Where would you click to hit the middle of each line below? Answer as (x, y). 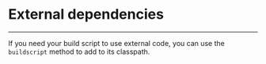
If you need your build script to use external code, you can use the (117, 43)
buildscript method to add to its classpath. (79, 52)
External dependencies (86, 14)
